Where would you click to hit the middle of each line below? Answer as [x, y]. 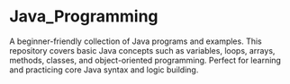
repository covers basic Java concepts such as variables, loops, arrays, [142, 50]
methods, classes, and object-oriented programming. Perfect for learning [145, 60]
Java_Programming [84, 17]
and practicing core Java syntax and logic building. [104, 70]
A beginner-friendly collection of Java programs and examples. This [136, 41]
